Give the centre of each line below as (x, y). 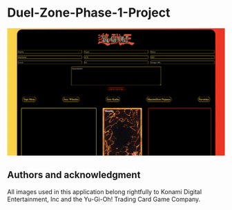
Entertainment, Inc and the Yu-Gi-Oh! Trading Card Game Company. (104, 199)
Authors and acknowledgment (74, 175)
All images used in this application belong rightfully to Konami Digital (105, 191)
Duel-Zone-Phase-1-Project (89, 13)
